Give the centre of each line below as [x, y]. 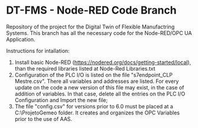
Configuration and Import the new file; [61, 100]
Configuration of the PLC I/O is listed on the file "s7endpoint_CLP [94, 75]
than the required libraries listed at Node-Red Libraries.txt [85, 68]
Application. [21, 39]
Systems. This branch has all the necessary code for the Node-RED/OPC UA [99, 33]
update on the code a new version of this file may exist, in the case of [99, 87]
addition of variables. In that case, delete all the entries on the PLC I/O [100, 94]
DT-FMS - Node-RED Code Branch [92, 10]
